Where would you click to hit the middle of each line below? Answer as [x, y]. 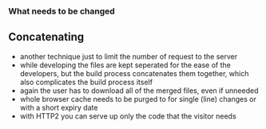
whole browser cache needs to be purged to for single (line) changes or [138, 99]
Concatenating [46, 37]
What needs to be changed [62, 11]
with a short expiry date [59, 107]
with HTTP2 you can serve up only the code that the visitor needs [128, 116]
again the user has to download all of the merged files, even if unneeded [139, 91]
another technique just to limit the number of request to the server [129, 56]
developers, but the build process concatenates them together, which [134, 73]
